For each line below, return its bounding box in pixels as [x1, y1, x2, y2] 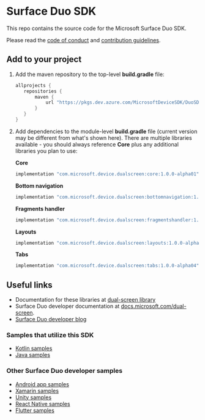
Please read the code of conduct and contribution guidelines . [6, 36, 161, 44]
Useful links [6, 280, 53, 290]
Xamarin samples [15, 387, 59, 394]
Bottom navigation [15, 182, 64, 189]
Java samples [15, 351, 51, 359]
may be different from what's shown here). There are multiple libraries [15, 134, 192, 142]
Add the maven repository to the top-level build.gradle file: [15, 71, 165, 78]
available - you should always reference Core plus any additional [15, 140, 179, 148]
